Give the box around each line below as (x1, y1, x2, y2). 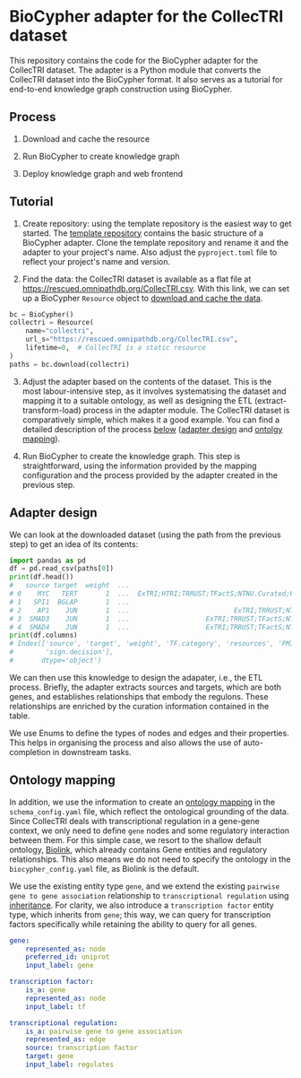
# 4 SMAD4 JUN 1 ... (9, 622, 130, 631)
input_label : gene (25, 961, 94, 970)
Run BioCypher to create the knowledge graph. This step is (21, 450, 241, 461)
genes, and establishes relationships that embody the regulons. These (9, 691, 269, 701)
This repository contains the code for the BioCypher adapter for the (9, 55, 258, 65)
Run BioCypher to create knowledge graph (21, 151, 181, 161)
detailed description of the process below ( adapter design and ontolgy (21, 423, 283, 434)
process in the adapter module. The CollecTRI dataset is (82, 404, 290, 415)
